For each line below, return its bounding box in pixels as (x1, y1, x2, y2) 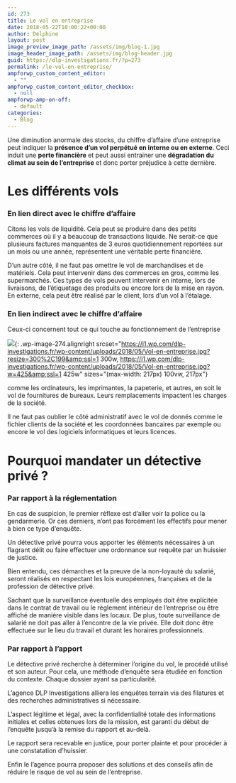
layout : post (7, 37, 46, 44)
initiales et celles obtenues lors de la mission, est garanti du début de (7, 718, 209, 726)
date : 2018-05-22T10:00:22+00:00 (7, 23, 106, 31)
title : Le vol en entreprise (7, 17, 94, 24)
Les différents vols (7, 183, 119, 199)
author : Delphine (7, 30, 59, 38)
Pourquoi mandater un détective (7, 453, 202, 469)
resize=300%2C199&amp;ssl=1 (7, 355, 99, 363)
